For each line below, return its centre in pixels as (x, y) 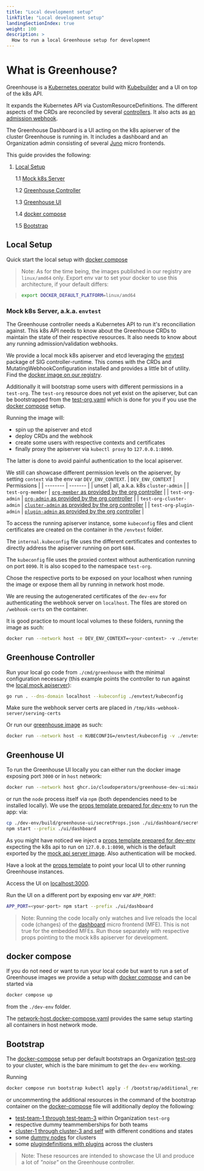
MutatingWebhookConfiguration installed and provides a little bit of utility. (98, 368)
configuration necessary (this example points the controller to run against (98, 679)
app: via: (17, 812)
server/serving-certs (34, 714)
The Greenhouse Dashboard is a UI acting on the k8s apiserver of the (93, 130)
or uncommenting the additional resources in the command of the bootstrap (101, 1100)
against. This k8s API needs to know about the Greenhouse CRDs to (91, 330)
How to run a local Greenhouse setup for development (81, 40)
